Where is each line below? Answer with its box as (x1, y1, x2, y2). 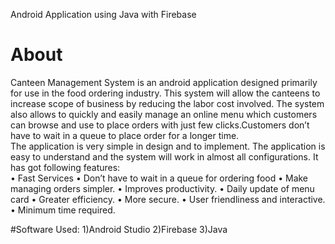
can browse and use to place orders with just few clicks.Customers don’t (10, 119, 310, 131)
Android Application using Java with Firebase (10, 9, 197, 20)
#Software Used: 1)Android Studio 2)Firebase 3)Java (10, 223, 228, 235)
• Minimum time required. (10, 204, 116, 216)
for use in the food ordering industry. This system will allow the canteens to (10, 87, 321, 99)
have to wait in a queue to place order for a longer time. (10, 129, 240, 141)
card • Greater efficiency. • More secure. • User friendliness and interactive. (10, 193, 326, 205)
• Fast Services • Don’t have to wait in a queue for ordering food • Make (10, 172, 309, 184)
